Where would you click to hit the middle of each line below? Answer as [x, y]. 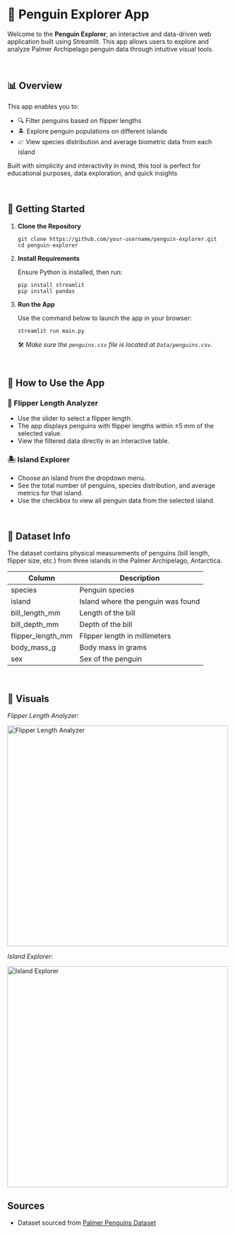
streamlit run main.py [51, 331]
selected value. [40, 433]
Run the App [36, 304]
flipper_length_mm [42, 636]
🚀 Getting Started [46, 209]
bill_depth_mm [35, 625]
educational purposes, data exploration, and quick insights [92, 173]
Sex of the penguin [111, 659]
